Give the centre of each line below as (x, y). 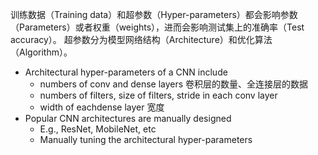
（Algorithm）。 (41, 52)
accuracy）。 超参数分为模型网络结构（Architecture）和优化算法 (141, 39)
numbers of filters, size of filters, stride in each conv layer (158, 95)
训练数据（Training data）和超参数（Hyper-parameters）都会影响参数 (154, 14)
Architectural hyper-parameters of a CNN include (126, 72)
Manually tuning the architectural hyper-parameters (146, 139)
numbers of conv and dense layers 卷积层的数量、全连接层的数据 (174, 84)
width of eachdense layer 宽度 (102, 107)
